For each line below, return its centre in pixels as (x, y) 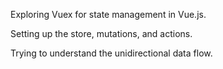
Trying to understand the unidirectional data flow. (111, 53)
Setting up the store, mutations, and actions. (101, 33)
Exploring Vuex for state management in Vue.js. (108, 14)
